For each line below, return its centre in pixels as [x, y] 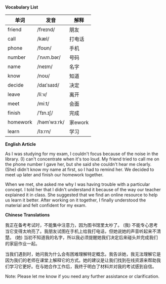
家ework [79, 122]
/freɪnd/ [46, 29]
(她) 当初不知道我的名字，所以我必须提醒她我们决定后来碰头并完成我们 [86, 237]
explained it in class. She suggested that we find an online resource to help [82, 195]
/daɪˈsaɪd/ [48, 85]
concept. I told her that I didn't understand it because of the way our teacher [83, 189]
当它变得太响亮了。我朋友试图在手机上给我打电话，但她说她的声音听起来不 [81, 231]
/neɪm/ [45, 66]
